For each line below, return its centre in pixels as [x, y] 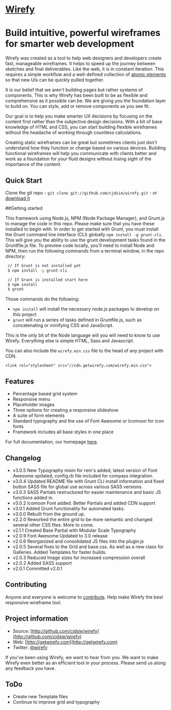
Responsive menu [31, 399]
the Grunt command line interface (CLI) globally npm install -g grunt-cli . [84, 234]
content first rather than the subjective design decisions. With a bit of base [84, 122]
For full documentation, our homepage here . [52, 442]
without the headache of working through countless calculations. [74, 132]
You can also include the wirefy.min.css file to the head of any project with [84, 351]
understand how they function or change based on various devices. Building [86, 148]
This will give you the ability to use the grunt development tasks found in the [86, 240]
